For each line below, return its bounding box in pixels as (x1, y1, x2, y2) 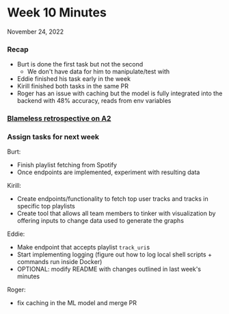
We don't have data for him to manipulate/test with (27, 67, 170, 76)
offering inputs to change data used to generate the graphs (16, 217, 185, 225)
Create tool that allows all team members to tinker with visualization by (16, 209, 216, 217)
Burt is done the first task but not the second (16, 60, 144, 69)
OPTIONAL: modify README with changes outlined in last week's (16, 265, 202, 274)
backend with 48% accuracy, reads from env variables (16, 97, 172, 105)
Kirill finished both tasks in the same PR (16, 82, 129, 90)
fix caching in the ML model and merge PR (16, 299, 137, 307)
